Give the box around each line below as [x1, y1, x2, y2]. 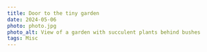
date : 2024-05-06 [7, 16, 57, 23]
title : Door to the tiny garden [7, 9, 99, 17]
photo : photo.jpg [7, 22, 57, 29]
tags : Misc [7, 35, 38, 42]
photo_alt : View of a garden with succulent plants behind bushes [7, 28, 201, 36]
